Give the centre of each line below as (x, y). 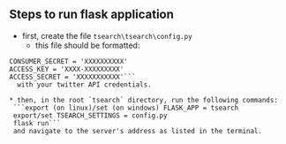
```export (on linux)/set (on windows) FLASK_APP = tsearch (126, 108)
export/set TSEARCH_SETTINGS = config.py (90, 115)
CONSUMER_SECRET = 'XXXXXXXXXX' (68, 61)
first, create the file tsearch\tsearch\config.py (107, 35)
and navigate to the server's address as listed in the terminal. (138, 131)
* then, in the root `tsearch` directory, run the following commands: (143, 100)
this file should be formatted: (87, 45)
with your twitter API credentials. (84, 84)
